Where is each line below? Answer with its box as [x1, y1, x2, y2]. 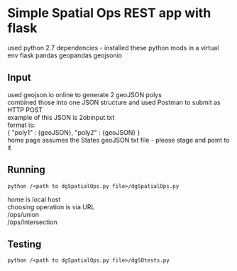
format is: [7, 121, 35, 129]
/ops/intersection [7, 218, 58, 226]
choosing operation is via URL [7, 202, 95, 211]
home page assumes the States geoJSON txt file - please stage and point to [7, 135, 230, 144]
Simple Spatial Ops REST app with [7, 5, 211, 21]
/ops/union [7, 210, 40, 219]
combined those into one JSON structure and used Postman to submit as [7, 98, 221, 106]
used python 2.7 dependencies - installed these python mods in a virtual [7, 43, 219, 52]
